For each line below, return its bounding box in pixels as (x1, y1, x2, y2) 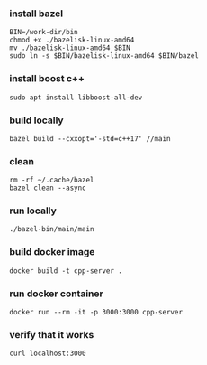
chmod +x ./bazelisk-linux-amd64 (9, 35, 135, 45)
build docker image (9, 246, 95, 258)
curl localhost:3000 (9, 349, 87, 359)
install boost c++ (9, 72, 85, 85)
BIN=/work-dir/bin (9, 28, 78, 37)
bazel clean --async (9, 183, 87, 192)
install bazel (9, 7, 64, 20)
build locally (9, 114, 65, 126)
